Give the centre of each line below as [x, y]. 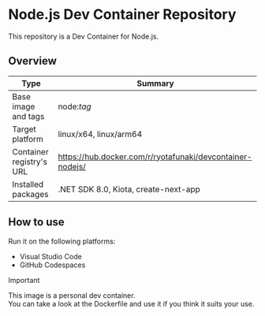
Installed [28, 184]
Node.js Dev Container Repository [122, 15]
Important [24, 280]
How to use [36, 222]
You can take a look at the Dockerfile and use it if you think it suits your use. [131, 303]
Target [24, 129]
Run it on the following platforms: [62, 241]
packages [30, 194]
